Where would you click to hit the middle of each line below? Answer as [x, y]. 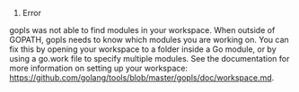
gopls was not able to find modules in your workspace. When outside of [142, 30]
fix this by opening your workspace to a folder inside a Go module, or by [143, 49]
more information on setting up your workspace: [99, 68]
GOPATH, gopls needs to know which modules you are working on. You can [149, 40]
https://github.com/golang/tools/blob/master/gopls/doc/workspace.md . [142, 78]
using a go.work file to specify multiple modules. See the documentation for [149, 59]
